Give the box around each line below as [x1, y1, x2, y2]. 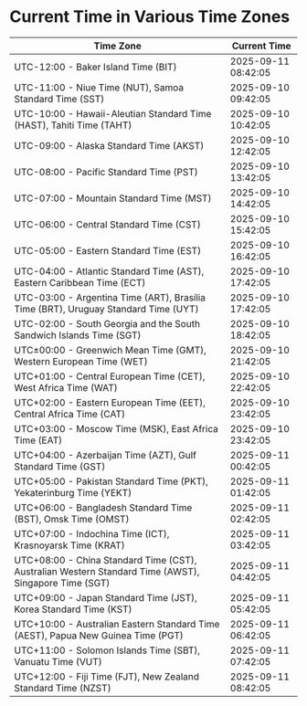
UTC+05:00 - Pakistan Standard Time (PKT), [14, 475, 208, 488]
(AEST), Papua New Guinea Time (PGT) [14, 628, 185, 641]
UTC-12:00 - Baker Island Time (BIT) [14, 60, 177, 73]
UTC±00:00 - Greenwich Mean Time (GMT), [14, 343, 207, 356]
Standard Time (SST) [14, 92, 105, 105]
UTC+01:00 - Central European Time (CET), [14, 370, 206, 383]
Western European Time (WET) [14, 354, 148, 367]
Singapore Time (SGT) [14, 576, 111, 589]
